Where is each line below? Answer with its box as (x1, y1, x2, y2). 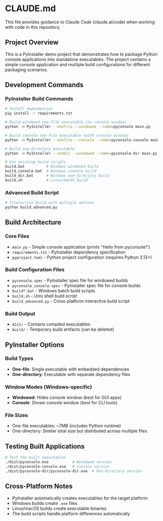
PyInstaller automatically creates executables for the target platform (12, 495, 148, 501)
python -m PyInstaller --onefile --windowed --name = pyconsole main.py (5, 125, 151, 129)
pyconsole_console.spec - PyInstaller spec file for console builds (12, 283, 141, 288)
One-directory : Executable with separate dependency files (12, 371, 130, 377)
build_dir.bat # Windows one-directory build (5, 173, 110, 178)
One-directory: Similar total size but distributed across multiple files (12, 428, 147, 434)
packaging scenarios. (5, 67, 49, 72)
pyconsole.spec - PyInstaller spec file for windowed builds (12, 277, 129, 283)
